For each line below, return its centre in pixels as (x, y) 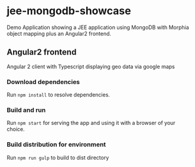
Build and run (26, 110)
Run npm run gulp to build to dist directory (58, 158)
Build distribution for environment (56, 144)
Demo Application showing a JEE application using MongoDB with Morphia (98, 27)
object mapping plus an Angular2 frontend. (59, 33)
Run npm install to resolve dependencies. (58, 95)
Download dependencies (43, 82)
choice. (16, 129)
